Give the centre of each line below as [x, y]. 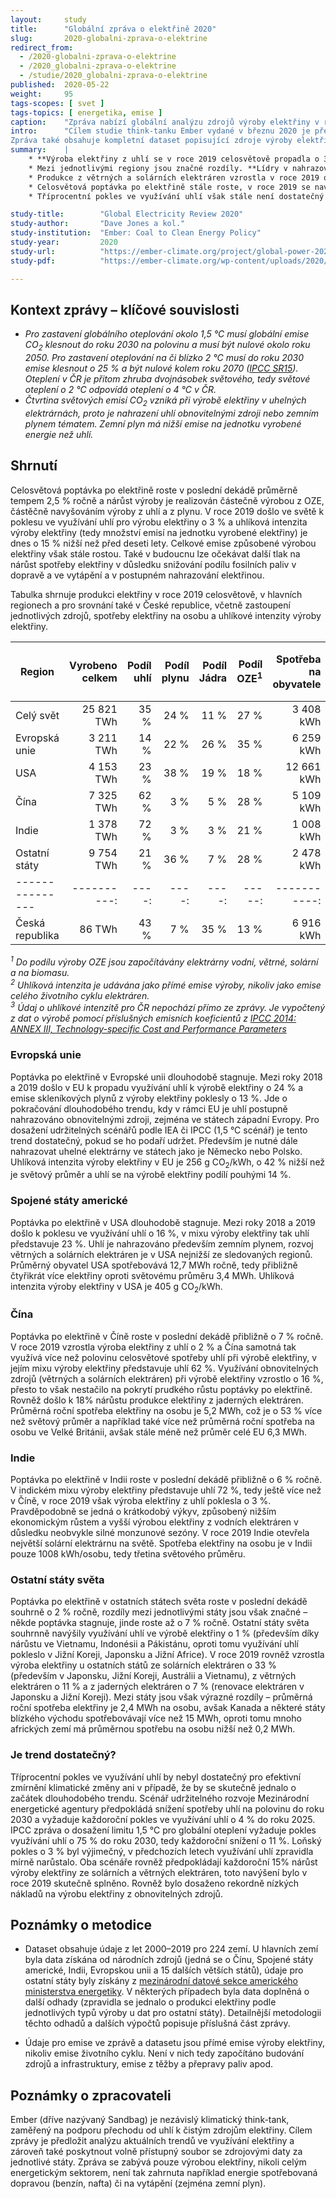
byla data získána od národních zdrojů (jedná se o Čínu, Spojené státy [169, 1960]
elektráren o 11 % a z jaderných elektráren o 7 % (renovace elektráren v [157, 1687]
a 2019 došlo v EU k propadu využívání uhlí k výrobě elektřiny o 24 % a [157, 1087]
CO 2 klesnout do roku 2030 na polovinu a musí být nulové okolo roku [167, 346]
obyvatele [297, 684]
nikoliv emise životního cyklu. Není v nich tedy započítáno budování [164, 2053]
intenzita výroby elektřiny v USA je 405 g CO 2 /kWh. [116, 1287]
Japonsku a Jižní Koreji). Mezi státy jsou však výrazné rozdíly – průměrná [161, 1697]
